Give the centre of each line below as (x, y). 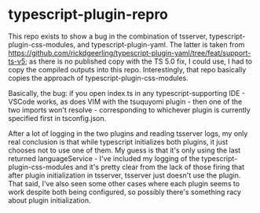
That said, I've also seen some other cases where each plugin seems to (124, 183)
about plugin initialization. (49, 200)
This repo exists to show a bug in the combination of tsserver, (108, 36)
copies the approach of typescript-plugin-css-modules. (98, 78)
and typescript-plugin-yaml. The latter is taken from (161, 44)
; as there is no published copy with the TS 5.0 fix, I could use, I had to (139, 61)
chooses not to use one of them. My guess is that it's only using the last (125, 150)
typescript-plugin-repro (88, 15)
